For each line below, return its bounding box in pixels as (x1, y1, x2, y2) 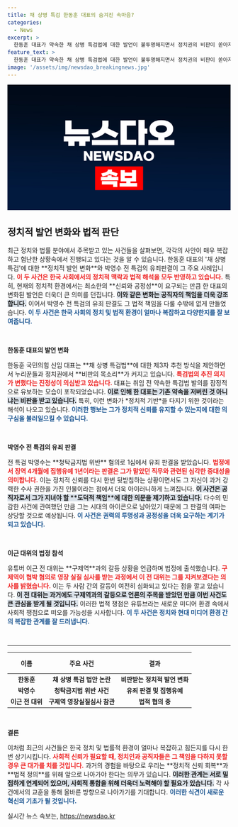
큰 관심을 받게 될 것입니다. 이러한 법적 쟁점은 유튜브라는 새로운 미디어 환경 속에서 (7, 599, 229, 608)
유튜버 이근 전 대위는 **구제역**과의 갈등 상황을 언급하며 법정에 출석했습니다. (7, 564, 220, 572)
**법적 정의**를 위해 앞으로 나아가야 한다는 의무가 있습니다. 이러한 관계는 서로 (7, 770, 222, 778)
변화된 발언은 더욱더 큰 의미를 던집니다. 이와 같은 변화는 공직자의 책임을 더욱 (7, 291, 216, 299)
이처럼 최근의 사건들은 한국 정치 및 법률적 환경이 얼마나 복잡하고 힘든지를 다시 (7, 743, 221, 752)
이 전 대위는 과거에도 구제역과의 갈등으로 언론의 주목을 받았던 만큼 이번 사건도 (16, 591, 227, 599)
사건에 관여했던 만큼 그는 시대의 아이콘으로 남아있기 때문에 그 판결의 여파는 (20, 502, 227, 511)
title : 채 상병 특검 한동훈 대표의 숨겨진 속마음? (7, 11, 135, 18)
